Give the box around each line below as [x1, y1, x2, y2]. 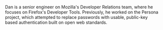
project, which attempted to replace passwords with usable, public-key [5, 15, 148, 20]
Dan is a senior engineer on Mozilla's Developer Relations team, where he [5, 4, 153, 10]
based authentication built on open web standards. [5, 19, 107, 25]
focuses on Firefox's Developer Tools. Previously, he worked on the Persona [5, 9, 159, 15]
